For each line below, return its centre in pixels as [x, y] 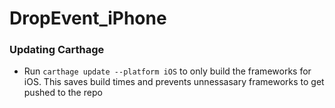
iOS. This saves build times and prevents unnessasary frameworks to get [174, 82]
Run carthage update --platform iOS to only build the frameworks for [167, 71]
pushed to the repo [63, 93]
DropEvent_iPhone [88, 18]
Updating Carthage [57, 50]
